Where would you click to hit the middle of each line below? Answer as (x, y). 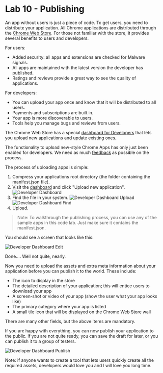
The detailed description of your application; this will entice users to (81, 286)
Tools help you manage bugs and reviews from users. (67, 123)
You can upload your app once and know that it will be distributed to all (84, 102)
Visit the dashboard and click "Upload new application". (68, 187)
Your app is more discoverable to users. (53, 118)
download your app (32, 291)
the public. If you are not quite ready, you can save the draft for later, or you (81, 336)
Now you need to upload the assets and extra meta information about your (80, 266)
